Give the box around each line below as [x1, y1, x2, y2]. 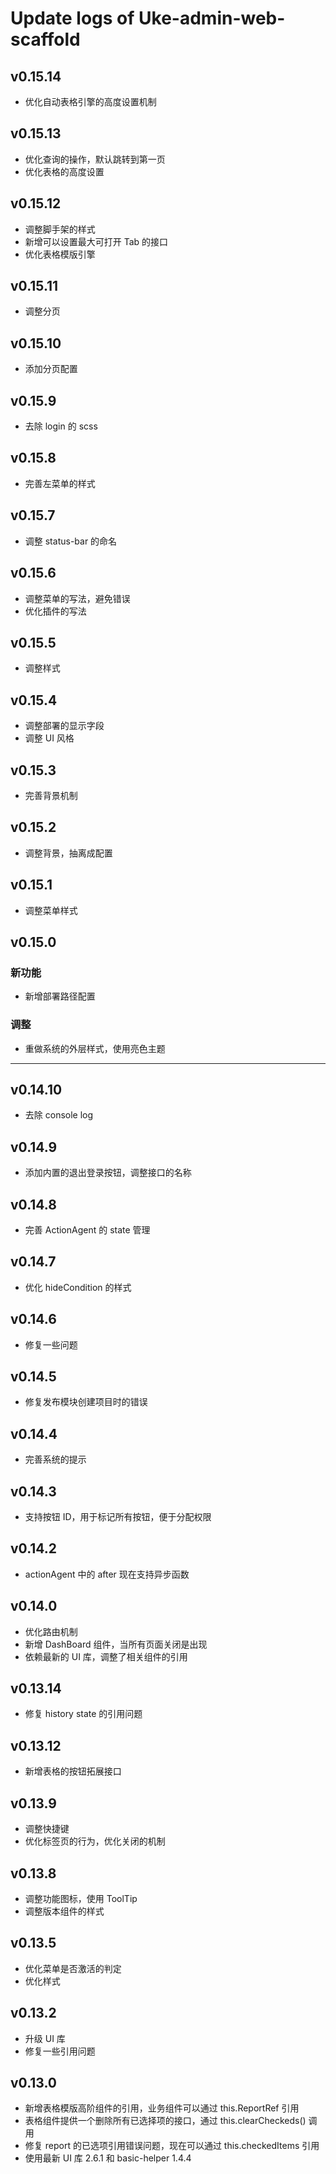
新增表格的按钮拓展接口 [24, 1765, 122, 1777]
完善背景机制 [24, 789, 78, 801]
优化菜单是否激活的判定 [24, 1962, 122, 1974]
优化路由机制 [24, 1625, 78, 1637]
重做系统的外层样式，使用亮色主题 [24, 1042, 166, 1054]
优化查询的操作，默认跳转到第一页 [24, 153, 166, 165]
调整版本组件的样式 [24, 1905, 105, 1917]
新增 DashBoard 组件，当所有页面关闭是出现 [24, 1638, 208, 1650]
